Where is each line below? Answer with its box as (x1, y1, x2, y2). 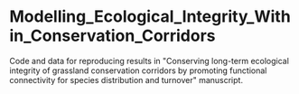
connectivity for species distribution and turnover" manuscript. (9, 74, 244, 85)
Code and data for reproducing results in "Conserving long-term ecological (9, 55, 289, 66)
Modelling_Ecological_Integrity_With (9, 6, 291, 27)
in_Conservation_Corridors (9, 25, 216, 46)
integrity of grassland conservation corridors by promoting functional (9, 65, 267, 76)
